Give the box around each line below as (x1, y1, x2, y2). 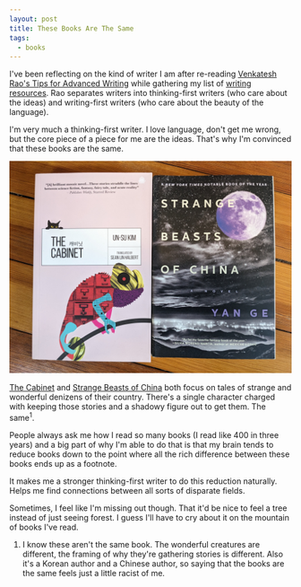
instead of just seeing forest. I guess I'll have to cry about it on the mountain (9, 512, 289, 522)
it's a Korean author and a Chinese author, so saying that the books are (21, 557, 285, 569)
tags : (9, 33, 30, 42)
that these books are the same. (9, 144, 124, 154)
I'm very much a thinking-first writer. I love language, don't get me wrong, (9, 124, 281, 135)
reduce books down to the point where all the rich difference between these (9, 449, 290, 460)
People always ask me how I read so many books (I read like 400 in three (9, 429, 279, 440)
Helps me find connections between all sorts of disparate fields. (9, 485, 245, 495)
